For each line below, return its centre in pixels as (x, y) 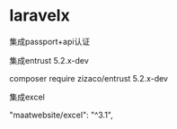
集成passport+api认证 (50, 41)
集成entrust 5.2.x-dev (49, 60)
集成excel (27, 97)
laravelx (40, 16)
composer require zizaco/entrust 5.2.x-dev (89, 78)
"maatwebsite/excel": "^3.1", (62, 115)
